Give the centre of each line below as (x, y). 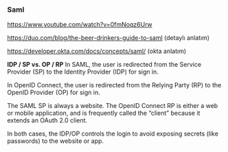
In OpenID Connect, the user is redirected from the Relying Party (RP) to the (114, 85)
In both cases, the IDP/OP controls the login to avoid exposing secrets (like (113, 134)
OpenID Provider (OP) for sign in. (54, 93)
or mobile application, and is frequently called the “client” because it (104, 113)
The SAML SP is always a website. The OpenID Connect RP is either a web (113, 106)
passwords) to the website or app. (56, 141)
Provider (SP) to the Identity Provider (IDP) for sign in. (83, 72)
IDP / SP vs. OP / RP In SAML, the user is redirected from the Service (104, 65)
